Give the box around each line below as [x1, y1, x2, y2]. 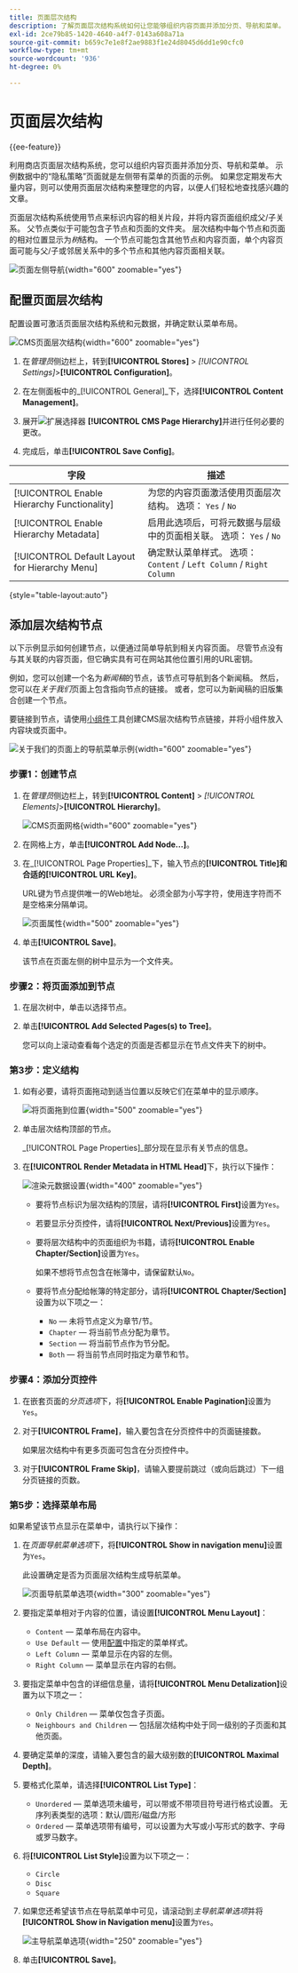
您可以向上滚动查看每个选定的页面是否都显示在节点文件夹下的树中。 [21, 1040, 271, 1050]
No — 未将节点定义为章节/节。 [48, 1316, 158, 1327]
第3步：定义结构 [9, 1064, 80, 1076]
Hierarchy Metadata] [13, 528, 100, 540]
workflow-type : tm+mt [9, 46, 90, 55]
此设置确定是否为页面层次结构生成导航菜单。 [21, 1570, 186, 1580]
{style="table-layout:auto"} [9, 589, 108, 600]
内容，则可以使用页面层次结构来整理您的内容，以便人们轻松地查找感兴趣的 [16, 181, 289, 192]
